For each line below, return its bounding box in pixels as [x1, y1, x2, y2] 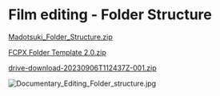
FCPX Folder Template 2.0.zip [8, 47, 106, 57]
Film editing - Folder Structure [8, 6, 212, 24]
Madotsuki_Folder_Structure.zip [8, 32, 114, 42]
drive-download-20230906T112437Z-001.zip [8, 62, 158, 73]
